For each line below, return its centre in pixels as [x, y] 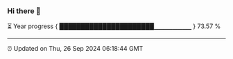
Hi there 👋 [24, 11]
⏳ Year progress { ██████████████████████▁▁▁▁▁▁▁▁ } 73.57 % [114, 26]
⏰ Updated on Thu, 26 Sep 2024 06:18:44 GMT [75, 49]
